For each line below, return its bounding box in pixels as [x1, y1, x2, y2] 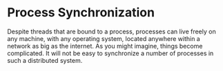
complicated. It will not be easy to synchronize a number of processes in [7, 49, 214, 57]
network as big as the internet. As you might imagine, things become [7, 42, 203, 50]
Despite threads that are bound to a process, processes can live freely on [7, 27, 216, 35]
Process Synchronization [7, 5, 155, 20]
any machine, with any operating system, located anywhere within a [7, 34, 200, 42]
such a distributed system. [7, 56, 83, 64]
